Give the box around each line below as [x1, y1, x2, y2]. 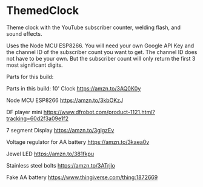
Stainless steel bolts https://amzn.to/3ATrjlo [6, 161, 115, 169]
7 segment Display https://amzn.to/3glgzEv [6, 126, 115, 134]
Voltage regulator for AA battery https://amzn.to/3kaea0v [6, 138, 150, 146]
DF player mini [6, 108, 42, 115]
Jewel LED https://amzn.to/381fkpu [6, 150, 95, 157]
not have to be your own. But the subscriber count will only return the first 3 [6, 55, 196, 62]
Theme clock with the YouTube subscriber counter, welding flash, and [6, 24, 181, 31]
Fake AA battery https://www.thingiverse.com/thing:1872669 [6, 174, 158, 181]
